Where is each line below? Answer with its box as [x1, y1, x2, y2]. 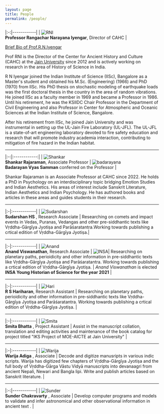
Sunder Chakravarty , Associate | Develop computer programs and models [5, 393, 157, 399]
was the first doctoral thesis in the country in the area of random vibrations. [5, 89, 157, 95]
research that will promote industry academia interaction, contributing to [5, 135, 151, 141]
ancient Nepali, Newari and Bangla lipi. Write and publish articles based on [5, 369, 155, 374]
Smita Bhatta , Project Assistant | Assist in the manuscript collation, [5, 323, 141, 330]
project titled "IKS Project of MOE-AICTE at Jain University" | [5, 334, 127, 340]
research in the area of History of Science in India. [5, 64, 106, 70]
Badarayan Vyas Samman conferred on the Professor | [5, 165, 117, 170]
